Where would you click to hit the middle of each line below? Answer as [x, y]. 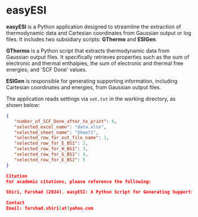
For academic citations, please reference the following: [79, 182]
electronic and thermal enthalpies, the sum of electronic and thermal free [95, 63]
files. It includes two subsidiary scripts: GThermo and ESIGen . [82, 39]
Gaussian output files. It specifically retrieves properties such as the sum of [98, 57]
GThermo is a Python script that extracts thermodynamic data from [88, 50]
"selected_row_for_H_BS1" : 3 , [51, 149]
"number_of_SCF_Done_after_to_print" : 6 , [65, 121]
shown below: [23, 105]
